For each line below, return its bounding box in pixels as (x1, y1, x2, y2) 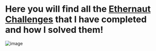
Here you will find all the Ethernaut (5, 3, 151, 15)
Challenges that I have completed (5, 14, 147, 25)
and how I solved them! (5, 25, 104, 35)
